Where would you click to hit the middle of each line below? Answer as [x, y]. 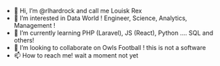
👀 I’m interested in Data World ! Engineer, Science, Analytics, [100, 18]
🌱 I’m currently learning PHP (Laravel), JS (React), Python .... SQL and [113, 33]
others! [24, 40]
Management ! [34, 25]
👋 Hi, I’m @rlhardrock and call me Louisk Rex [78, 11]
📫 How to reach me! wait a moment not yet [76, 55]
